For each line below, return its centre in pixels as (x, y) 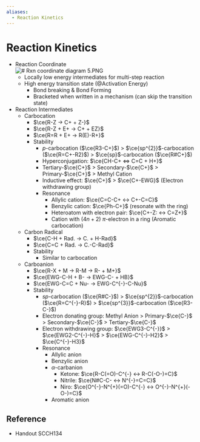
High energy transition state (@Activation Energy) (86, 84)
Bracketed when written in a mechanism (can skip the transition (112, 97)
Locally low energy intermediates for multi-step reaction (94, 77)
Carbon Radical (43, 232)
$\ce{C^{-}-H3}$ (63, 342)
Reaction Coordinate (41, 64)
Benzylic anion (70, 361)
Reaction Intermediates (44, 109)
